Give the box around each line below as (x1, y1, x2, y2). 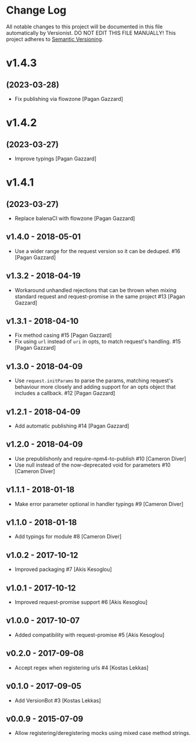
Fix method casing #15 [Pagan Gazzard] (14, 331, 112, 339)
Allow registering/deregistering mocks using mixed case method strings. (14, 730, 191, 737)
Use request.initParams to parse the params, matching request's (14, 377, 174, 384)
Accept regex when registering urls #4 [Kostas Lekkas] (14, 664, 149, 671)
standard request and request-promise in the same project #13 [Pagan (14, 293, 185, 300)
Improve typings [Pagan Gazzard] (14, 155, 97, 162)
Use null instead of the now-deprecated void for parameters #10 (14, 461, 171, 468)
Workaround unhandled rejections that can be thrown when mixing (14, 287, 177, 294)
